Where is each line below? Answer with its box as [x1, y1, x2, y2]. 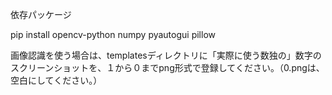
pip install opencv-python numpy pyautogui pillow [10, 29, 216, 40]
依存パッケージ [10, 9, 72, 20]
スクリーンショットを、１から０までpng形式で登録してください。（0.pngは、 [10, 62, 325, 73]
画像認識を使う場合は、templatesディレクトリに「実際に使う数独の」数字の [10, 49, 322, 61]
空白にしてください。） [10, 74, 103, 86]
